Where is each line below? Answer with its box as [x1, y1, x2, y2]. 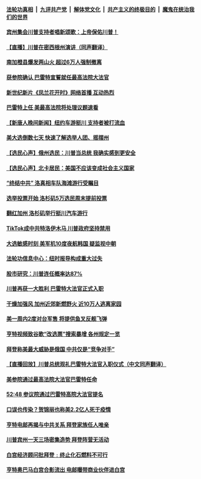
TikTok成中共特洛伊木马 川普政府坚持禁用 [6, 225, 111, 232]
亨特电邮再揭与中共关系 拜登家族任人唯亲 [6, 421, 110, 428]
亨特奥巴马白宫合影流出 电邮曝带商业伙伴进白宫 [6, 466, 125, 474]
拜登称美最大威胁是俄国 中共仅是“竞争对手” [6, 345, 115, 353]
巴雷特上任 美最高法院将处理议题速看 [6, 104, 99, 111]
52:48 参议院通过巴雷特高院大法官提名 [6, 391, 104, 398]
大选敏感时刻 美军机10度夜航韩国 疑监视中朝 [6, 240, 117, 247]
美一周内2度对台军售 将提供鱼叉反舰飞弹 [6, 315, 108, 323]
